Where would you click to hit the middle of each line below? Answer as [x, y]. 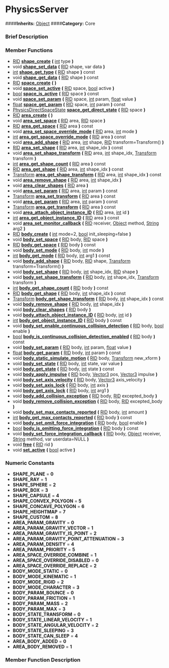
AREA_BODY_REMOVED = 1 [42, 647]
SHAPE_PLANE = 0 [33, 474]
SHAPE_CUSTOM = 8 [35, 517]
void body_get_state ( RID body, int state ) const [63, 369]
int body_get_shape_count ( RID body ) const [60, 288]
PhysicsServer [37, 9]
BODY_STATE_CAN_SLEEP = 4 [45, 636]
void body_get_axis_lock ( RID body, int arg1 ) [61, 391]
